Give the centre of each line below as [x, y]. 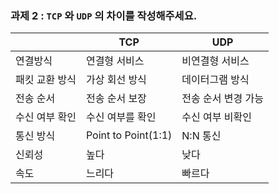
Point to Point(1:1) [129, 135]
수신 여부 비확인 [216, 117]
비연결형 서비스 [215, 61]
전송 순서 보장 [116, 99]
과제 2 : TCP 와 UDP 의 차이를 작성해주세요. [104, 15]
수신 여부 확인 [46, 117]
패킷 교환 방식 [46, 80]
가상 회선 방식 [116, 80]
